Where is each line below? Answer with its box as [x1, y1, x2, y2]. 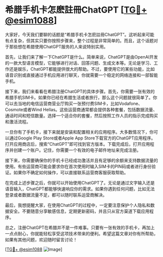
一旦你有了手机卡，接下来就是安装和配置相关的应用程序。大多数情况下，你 [5, 129, 154, 135]
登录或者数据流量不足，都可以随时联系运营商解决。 [5, 192, 107, 197]
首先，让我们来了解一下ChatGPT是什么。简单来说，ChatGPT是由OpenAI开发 [5, 54, 158, 60]
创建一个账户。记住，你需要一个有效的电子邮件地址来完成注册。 [13, 147, 141, 153]
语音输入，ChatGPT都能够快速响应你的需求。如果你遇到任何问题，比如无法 [5, 186, 155, 192]
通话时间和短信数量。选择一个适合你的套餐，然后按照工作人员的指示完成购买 [5, 112, 158, 119]
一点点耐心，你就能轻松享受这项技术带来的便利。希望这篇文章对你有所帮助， [5, 230, 158, 236]
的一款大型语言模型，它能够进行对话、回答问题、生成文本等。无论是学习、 [5, 60, 154, 66]
